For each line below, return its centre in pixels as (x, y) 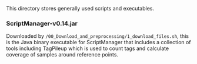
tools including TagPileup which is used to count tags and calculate (88, 48)
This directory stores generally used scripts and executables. (80, 8)
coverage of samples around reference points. (62, 55)
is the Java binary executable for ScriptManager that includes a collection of (98, 42)
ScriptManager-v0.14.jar (42, 23)
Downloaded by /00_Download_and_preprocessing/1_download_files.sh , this (98, 36)
